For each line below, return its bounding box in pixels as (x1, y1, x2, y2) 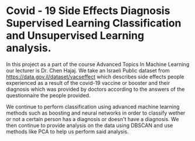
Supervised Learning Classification (6, 16, 182, 30)
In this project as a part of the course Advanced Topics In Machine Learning (6, 60, 190, 68)
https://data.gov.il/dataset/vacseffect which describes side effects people (6, 73, 184, 80)
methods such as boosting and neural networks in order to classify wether (6, 109, 186, 116)
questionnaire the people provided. (6, 92, 91, 99)
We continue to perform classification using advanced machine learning (6, 103, 180, 110)
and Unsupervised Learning (6, 29, 145, 42)
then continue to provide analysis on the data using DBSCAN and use (6, 122, 173, 129)
